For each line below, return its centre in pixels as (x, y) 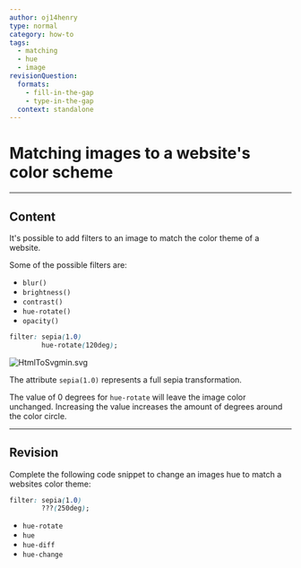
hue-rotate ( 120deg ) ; (80, 345)
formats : (34, 84)
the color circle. (38, 416)
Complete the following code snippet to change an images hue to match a (146, 474)
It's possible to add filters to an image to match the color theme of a (134, 238)
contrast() (43, 302)
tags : (19, 43)
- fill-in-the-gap (60, 92)
